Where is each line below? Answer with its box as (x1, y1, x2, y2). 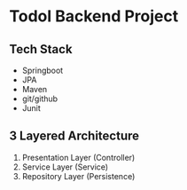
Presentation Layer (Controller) (21, 152, 136, 162)
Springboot (21, 65, 64, 75)
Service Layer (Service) (21, 162, 109, 172)
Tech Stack (9, 42, 73, 57)
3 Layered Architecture (9, 129, 140, 144)
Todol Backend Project (9, 6, 179, 27)
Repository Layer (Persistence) (21, 170, 136, 181)
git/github (21, 93, 58, 104)
